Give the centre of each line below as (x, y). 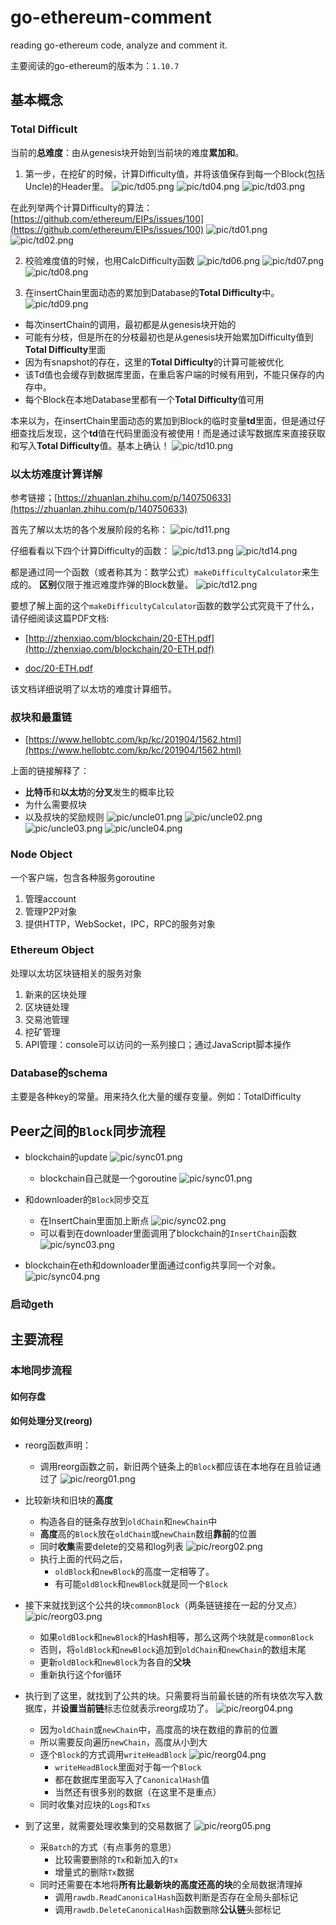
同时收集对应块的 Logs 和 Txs (95, 1804)
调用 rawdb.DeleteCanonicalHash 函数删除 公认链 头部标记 (168, 1909)
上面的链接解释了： (50, 771)
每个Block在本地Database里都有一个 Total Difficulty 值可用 (144, 399)
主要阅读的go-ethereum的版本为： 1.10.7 (95, 65)
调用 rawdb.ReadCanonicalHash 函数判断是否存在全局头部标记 (176, 1897)
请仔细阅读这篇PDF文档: (60, 618)
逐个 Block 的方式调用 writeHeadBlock (113, 1754)
